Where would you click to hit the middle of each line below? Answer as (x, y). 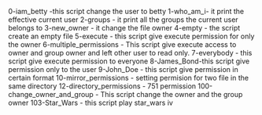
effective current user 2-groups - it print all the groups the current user (123, 20)
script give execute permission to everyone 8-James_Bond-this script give (129, 61)
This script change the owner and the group (172, 94)
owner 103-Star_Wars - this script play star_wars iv (90, 102)
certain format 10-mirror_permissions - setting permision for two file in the (129, 78)
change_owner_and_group (51, 94)
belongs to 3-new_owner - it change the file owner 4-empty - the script (124, 28)
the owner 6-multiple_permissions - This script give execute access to (122, 45)
